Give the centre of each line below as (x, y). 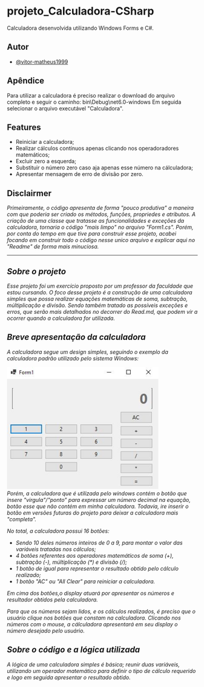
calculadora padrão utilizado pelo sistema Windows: (73, 358)
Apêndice (26, 81)
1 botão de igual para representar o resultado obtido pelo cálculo (97, 569)
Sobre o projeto (36, 271)
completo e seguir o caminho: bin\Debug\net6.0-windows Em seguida (94, 102)
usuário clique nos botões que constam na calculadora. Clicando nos (94, 618)
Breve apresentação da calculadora (76, 337)
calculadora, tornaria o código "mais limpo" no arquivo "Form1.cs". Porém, (100, 227)
